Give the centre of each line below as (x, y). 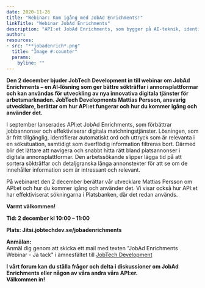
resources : (20, 40)
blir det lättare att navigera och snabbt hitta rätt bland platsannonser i (93, 150)
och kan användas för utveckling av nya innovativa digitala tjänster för (98, 93)
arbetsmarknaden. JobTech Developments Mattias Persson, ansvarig (96, 100)
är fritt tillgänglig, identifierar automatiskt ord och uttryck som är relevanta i (101, 137)
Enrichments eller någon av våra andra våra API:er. (72, 273)
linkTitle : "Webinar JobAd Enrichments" (59, 23)
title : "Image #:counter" (45, 52)
